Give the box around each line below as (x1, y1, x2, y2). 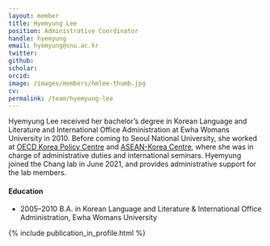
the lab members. (8, 168, 67, 177)
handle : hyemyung (8, 34, 67, 43)
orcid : (8, 72, 31, 80)
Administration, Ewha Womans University (19, 213, 157, 223)
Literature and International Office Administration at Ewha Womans (8, 125, 230, 135)
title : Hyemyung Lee (8, 19, 78, 27)
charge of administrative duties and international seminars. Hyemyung (8, 151, 242, 161)
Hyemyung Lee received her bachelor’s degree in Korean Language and (8, 116, 247, 126)
